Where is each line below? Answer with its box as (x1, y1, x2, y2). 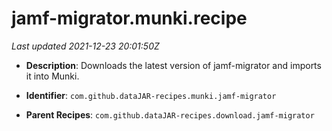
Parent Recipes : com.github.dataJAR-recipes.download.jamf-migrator (25, 108, 315, 121)
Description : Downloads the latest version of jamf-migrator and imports (25, 59, 322, 71)
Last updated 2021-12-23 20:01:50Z (11, 40, 160, 52)
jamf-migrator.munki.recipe (11, 7, 248, 30)
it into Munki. (25, 70, 80, 82)
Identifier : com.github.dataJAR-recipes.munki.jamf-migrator (25, 89, 277, 101)
